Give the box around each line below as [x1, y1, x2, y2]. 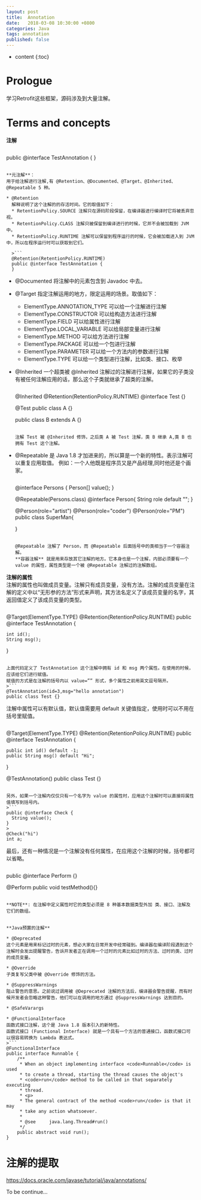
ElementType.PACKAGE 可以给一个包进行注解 [23, 340, 136, 347]
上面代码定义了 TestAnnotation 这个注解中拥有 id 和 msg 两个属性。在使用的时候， [6, 665, 194, 671]
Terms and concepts [6, 116, 111, 130]
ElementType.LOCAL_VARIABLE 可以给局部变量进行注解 [23, 325, 161, 332]
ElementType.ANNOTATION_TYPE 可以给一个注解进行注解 [23, 302, 167, 310]
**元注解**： [6, 172, 35, 178]
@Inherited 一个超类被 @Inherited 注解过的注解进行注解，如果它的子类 [14, 368, 189, 375]
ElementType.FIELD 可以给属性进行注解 [23, 317, 121, 325]
